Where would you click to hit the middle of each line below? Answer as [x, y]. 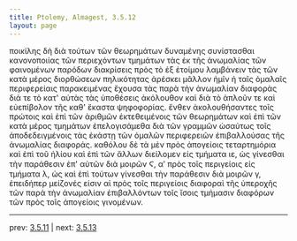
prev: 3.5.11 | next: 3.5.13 [53, 227]
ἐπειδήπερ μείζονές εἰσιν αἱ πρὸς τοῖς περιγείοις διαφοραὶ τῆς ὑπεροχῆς [143, 183]
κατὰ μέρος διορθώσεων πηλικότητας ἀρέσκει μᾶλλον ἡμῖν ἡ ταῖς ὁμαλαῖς [148, 79]
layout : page [33, 26]
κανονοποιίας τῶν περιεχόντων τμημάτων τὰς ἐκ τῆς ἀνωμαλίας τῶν [138, 60]
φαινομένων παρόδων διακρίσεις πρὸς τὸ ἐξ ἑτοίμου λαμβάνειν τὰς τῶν [144, 69]
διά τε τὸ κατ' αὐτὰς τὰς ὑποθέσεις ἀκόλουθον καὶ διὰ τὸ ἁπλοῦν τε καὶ [142, 97]
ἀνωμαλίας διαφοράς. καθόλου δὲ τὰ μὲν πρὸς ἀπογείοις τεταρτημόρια [143, 144]
